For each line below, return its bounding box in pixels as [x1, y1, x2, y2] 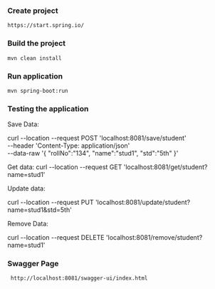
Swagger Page [7, 259, 59, 269]
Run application [7, 71, 63, 81]
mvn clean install [7, 54, 62, 62]
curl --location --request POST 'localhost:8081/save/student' [7, 134, 187, 143]
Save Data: [7, 120, 39, 128]
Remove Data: [7, 220, 48, 228]
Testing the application [7, 103, 89, 113]
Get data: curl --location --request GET [7, 163, 122, 171]
